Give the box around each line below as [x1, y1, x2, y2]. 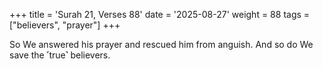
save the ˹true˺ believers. [9, 49, 111, 61]
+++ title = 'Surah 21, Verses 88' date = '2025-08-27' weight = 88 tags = [9, 9, 311, 20]
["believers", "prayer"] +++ [9, 19, 121, 31]
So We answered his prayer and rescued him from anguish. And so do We [9, 39, 314, 50]
